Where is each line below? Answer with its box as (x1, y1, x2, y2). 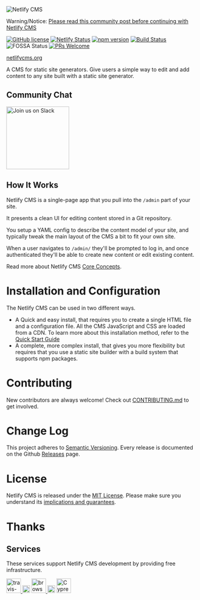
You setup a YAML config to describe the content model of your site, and (6, 226, 189, 234)
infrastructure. (6, 567, 43, 574)
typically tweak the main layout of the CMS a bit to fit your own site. (6, 232, 176, 240)
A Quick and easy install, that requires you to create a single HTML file (15, 316, 191, 323)
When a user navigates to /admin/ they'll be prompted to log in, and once (6, 244, 190, 252)
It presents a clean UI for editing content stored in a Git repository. (6, 214, 172, 222)
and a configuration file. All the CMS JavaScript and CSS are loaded (15, 323, 185, 330)
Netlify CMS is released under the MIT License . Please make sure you (6, 492, 181, 499)
